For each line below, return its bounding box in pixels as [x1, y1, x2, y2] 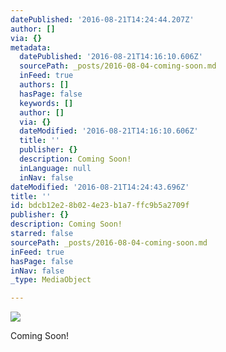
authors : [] [19, 80, 70, 90]
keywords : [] [19, 98, 74, 108]
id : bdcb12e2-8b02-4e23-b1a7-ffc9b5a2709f [10, 201, 190, 211]
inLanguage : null [19, 163, 92, 173]
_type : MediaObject [10, 275, 92, 285]
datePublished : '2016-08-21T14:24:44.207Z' [10, 14, 195, 25]
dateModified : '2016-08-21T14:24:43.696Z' [10, 182, 190, 192]
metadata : [10, 42, 52, 53]
